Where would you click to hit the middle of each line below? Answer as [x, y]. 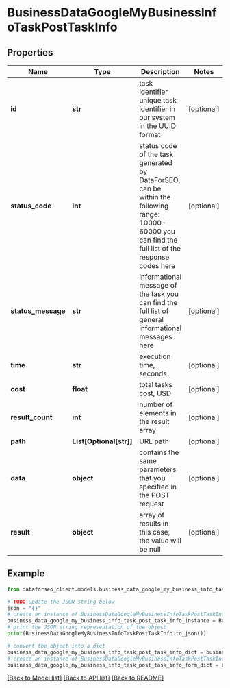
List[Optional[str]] [102, 441]
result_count [31, 417]
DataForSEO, [160, 180]
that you [152, 478]
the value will [160, 541]
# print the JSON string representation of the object [87, 627]
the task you [159, 294]
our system [157, 118]
